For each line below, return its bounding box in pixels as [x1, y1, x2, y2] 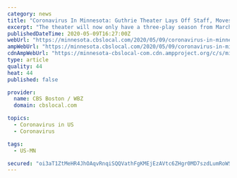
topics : [7, 114, 30, 122]
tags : [7, 141, 23, 148]
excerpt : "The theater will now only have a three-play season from [7, 23, 213, 30]
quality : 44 [7, 63, 42, 70]
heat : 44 [7, 69, 33, 76]
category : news [7, 10, 52, 18]
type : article [7, 57, 49, 64]
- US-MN [13, 147, 37, 154]
